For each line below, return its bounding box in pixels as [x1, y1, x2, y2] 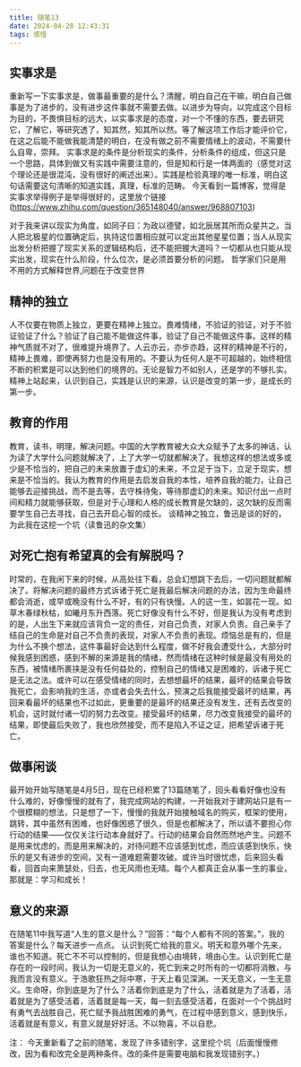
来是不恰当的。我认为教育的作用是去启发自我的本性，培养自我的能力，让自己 [9, 474, 292, 485]
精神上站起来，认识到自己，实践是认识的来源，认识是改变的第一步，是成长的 [9, 376, 292, 386]
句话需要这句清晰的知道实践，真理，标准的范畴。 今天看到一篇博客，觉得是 [9, 180, 287, 191]
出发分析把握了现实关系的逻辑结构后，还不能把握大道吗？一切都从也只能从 [9, 243, 284, 254]
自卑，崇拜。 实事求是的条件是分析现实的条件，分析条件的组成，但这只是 [16, 147, 287, 158]
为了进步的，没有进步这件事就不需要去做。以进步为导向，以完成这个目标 [24, 102, 292, 113]
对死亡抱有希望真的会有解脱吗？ [9, 548, 186, 563]
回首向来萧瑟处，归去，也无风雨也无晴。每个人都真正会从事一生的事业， [24, 863, 292, 874]
